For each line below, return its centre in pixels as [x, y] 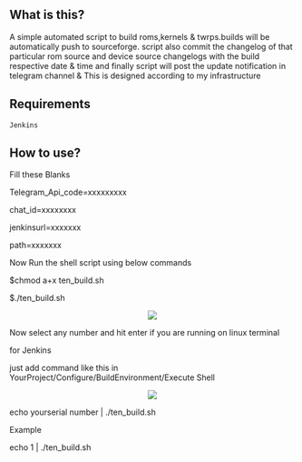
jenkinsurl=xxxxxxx [45, 227]
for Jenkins [30, 350]
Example [26, 430]
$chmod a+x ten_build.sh [57, 280]
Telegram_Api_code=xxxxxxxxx [68, 192]
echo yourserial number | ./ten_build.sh [83, 412]
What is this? [47, 15]
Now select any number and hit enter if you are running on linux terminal [145, 333]
